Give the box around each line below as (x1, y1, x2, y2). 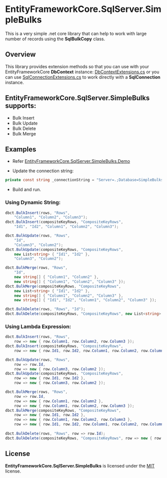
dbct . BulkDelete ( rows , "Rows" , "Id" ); (5, 307, 85, 312)
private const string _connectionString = (5, 178, 94, 183)
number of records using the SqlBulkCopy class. (5, 36, 105, 42)
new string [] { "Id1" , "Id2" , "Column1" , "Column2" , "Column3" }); (14, 298, 157, 303)
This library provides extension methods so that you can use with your (5, 63, 149, 69)
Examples (5, 145, 36, 153)
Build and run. (12, 187, 41, 193)
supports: (5, 102, 36, 110)
